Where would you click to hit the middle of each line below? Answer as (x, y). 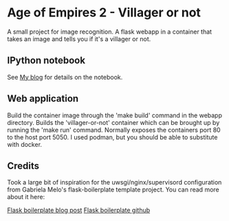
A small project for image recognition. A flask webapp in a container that (109, 32)
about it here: (26, 197)
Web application (43, 98)
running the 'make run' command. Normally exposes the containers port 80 (114, 130)
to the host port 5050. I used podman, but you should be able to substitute (112, 137)
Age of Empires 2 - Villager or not (104, 13)
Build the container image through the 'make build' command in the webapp (115, 115)
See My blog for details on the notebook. (65, 77)
